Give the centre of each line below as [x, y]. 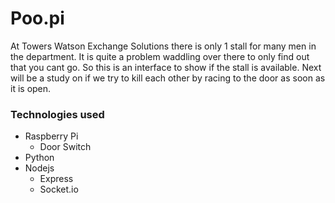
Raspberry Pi [51, 136]
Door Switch [65, 147]
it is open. [31, 88]
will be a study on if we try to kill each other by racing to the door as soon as [168, 78]
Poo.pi [37, 18]
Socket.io [59, 189]
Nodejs [39, 168]
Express [56, 179]
